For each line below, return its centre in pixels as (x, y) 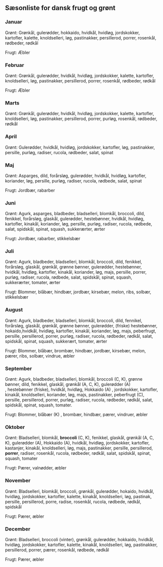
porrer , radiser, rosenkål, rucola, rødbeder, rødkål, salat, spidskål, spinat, (78, 453)
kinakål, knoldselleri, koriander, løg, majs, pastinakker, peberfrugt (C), (75, 395)
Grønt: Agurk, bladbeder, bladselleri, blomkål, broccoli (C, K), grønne (74, 379)
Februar (15, 65)
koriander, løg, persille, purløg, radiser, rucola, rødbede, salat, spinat (73, 181)
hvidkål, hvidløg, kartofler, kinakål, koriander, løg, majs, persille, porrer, (76, 272)
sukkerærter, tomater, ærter (33, 283)
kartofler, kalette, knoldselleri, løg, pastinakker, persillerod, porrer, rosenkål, (81, 38)
